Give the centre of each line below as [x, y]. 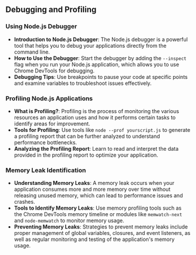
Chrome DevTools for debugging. [54, 71]
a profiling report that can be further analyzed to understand [87, 136]
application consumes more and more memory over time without [92, 189]
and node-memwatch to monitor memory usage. [69, 221]
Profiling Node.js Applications [49, 98]
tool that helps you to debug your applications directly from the [90, 45]
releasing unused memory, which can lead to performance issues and [98, 196]
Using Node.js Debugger [41, 27]
